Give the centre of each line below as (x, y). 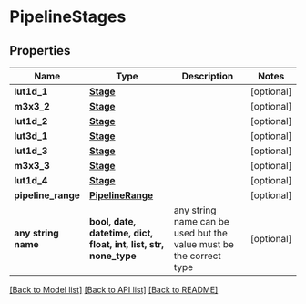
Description (208, 76)
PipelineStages (68, 17)
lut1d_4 (31, 180)
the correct (197, 256)
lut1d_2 (31, 121)
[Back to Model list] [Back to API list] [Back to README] (114, 290)
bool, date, (113, 221)
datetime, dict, (121, 233)
